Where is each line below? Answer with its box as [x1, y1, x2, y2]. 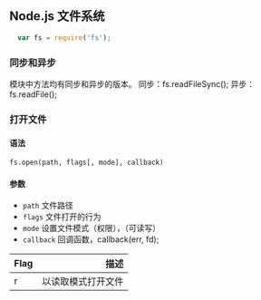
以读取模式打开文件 [42, 276, 124, 288]
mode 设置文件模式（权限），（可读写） [22, 223, 161, 234]
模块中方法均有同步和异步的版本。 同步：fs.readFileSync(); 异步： [9, 78, 256, 89]
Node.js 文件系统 [9, 8, 106, 24]
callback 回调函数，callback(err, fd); [22, 234, 159, 245]
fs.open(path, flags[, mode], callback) [9, 158, 165, 168]
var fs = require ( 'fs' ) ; [17, 33, 111, 43]
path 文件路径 [22, 200, 74, 211]
